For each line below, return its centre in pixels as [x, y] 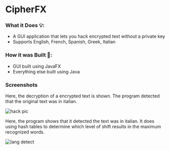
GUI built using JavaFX [37, 66]
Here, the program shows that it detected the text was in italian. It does [80, 121]
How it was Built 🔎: [29, 55]
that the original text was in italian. [41, 102]
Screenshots [21, 85]
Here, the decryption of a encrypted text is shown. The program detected [82, 96]
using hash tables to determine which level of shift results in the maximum [83, 127]
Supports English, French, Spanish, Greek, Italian [64, 42]
